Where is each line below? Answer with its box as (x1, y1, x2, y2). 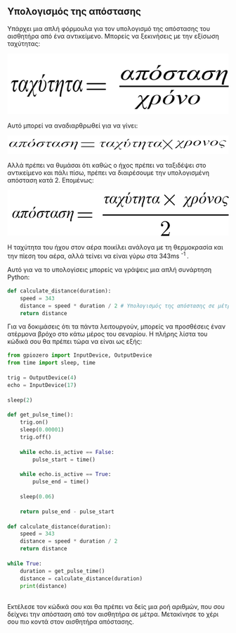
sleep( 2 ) (7, 396, 33, 404)
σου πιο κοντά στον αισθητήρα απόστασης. (7, 617, 135, 626)
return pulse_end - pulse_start (20, 508, 114, 515)
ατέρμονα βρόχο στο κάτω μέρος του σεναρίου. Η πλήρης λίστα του (7, 330, 208, 338)
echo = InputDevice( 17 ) (7, 381, 77, 388)
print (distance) (20, 582, 68, 589)
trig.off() (20, 434, 52, 441)
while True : (7, 560, 42, 567)
